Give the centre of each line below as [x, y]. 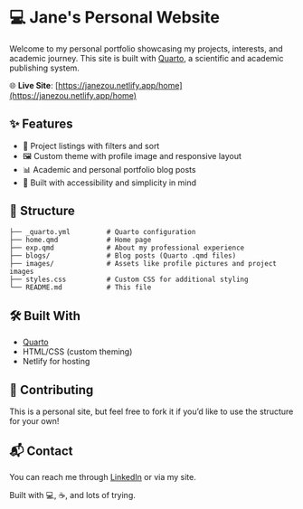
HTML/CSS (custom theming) [77, 352]
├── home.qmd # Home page [80, 240]
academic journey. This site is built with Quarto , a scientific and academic [147, 58]
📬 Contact [41, 451]
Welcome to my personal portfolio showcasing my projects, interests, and [146, 48]
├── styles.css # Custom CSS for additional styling [129, 279]
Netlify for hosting [56, 362]
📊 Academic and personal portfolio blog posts [109, 169]
